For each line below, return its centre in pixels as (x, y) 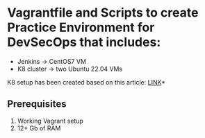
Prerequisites (37, 104)
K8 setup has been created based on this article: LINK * (86, 82)
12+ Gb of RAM (39, 128)
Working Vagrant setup (50, 121)
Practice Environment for (81, 27)
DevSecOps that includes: (84, 42)
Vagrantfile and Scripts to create (103, 13)
